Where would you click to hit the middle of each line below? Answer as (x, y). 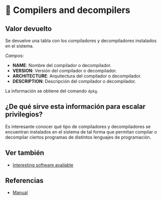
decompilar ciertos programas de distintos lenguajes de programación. (78, 137)
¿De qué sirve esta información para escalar (75, 107)
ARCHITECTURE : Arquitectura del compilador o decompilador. (77, 76)
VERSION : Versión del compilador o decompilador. (64, 70)
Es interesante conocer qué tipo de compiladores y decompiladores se (78, 126)
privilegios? (24, 114)
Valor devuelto (28, 29)
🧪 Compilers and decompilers (68, 10)
